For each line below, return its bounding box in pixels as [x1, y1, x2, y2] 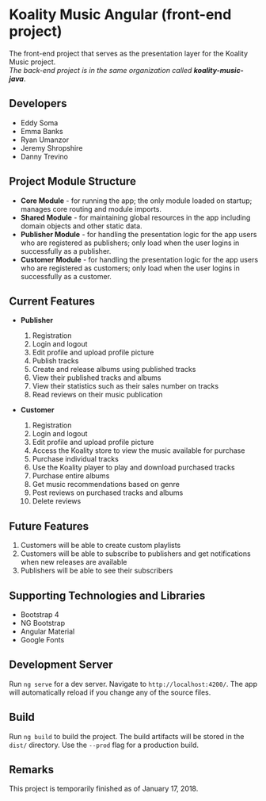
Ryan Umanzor [20, 135, 70, 144]
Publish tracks [32, 356, 79, 366]
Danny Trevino [20, 151, 69, 161]
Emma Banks [20, 126, 63, 136]
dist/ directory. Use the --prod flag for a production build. [9, 740, 199, 749]
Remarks [9, 763, 55, 776]
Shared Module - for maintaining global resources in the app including [20, 213, 251, 222]
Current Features [9, 294, 96, 308]
